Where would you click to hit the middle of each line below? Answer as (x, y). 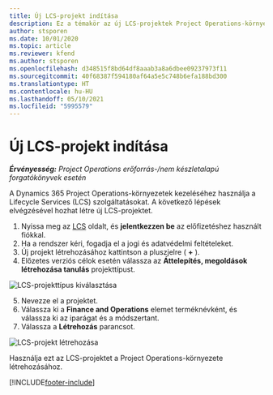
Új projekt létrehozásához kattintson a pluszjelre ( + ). (110, 252)
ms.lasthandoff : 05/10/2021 (57, 99)
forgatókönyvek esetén (48, 178)
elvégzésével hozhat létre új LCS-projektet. (81, 211)
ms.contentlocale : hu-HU (51, 91)
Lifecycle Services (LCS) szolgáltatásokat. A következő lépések (115, 202)
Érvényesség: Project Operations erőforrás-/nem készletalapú (114, 169)
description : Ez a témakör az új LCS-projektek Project (105, 24)
